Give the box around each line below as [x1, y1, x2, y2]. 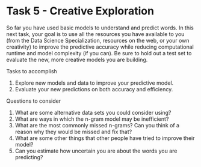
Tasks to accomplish [6, 67, 57, 74]
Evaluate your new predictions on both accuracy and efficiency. [14, 85, 173, 93]
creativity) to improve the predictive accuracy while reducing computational [6, 43, 194, 50]
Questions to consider [6, 97, 61, 105]
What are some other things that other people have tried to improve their [14, 134, 195, 142]
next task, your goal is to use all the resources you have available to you [6, 30, 185, 37]
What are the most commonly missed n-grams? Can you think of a [14, 121, 179, 129]
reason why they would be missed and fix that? [14, 128, 132, 135]
